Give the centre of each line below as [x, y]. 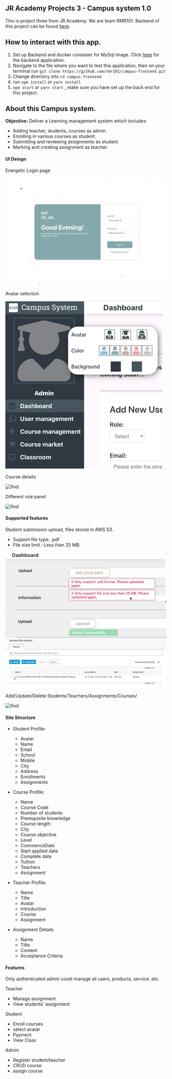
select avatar [26, 1029]
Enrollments [33, 777]
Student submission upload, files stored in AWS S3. [59, 530]
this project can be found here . [38, 26]
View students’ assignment [41, 1004]
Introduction [33, 909]
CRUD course [27, 1066]
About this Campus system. [51, 109]
